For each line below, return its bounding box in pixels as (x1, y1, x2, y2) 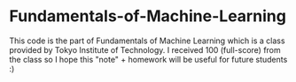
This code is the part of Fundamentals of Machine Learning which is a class (9, 35, 285, 46)
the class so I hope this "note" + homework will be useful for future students (9, 54, 288, 64)
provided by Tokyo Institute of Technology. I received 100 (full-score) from (9, 44, 281, 55)
